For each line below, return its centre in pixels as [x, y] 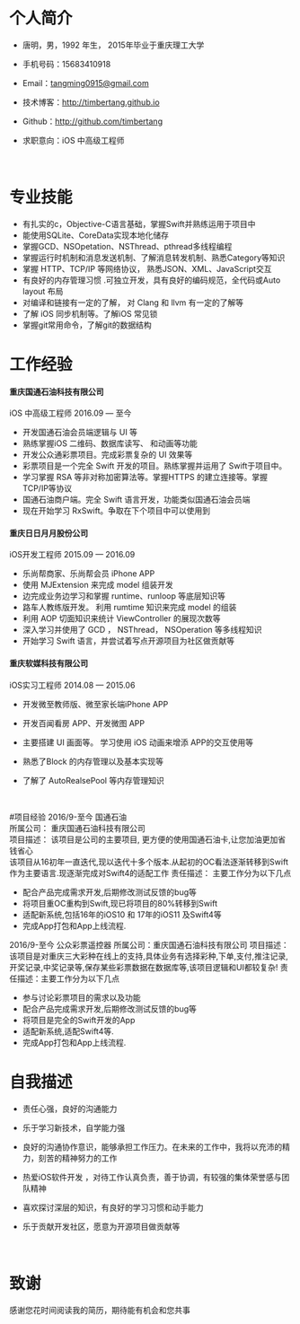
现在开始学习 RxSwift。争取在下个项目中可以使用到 [116, 511]
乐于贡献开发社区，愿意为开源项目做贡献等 [101, 1226]
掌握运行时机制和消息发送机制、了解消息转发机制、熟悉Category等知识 [154, 258]
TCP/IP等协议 [47, 488]
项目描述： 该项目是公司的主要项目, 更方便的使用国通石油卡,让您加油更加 [144, 839]
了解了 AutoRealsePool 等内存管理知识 [93, 780]
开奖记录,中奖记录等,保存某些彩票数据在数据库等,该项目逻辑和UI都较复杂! [144, 967]
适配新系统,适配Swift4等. [68, 1031]
